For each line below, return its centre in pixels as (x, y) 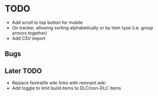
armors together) (29, 33)
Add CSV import (29, 38)
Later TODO (23, 71)
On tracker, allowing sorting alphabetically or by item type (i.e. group (82, 27)
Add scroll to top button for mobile (47, 22)
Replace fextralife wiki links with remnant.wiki (59, 83)
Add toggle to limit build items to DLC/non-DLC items (66, 88)
